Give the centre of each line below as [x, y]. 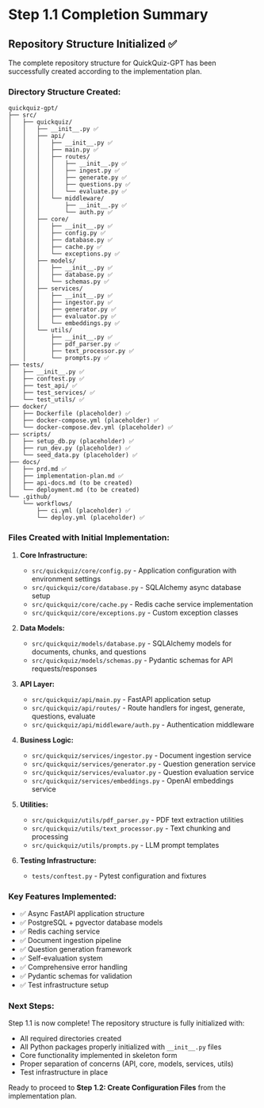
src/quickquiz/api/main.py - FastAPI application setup [121, 699]
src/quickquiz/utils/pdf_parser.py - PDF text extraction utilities [138, 819]
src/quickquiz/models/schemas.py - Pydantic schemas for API [132, 660]
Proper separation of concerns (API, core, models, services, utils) [126, 1064]
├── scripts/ [30, 435]
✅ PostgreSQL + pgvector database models [91, 922]
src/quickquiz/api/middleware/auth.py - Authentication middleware [143, 724]
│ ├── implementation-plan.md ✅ [66, 476]
